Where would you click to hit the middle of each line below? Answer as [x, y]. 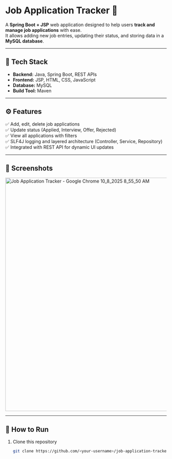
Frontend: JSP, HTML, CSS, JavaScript [54, 79]
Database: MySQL [32, 85]
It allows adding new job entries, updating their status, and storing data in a [85, 35]
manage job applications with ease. [44, 30]
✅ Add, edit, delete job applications [43, 124]
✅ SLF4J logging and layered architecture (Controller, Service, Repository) [84, 141]
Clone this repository [35, 442]
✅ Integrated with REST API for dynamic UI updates [60, 147]
